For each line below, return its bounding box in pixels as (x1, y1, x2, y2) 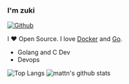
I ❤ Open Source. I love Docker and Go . (7, 35, 123, 43)
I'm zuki (7, 6, 35, 15)
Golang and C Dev (17, 48, 71, 57)
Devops (17, 56, 40, 64)
